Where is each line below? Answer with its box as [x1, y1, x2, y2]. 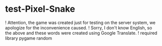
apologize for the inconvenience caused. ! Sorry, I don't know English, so [5, 24, 153, 30]
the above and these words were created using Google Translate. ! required [5, 30, 158, 36]
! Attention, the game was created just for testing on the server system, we [5, 20, 156, 25]
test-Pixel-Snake [5, 3, 75, 15]
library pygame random [5, 35, 52, 41]
